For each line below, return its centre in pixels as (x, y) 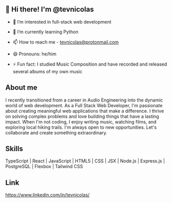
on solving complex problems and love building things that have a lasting (82, 116)
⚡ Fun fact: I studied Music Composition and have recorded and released (90, 64)
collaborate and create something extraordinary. (56, 133)
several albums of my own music (47, 71)
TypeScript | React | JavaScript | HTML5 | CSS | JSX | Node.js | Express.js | (85, 161)
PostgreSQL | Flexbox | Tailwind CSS (44, 167)
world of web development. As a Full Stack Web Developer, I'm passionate (84, 105)
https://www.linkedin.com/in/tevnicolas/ (47, 195)
